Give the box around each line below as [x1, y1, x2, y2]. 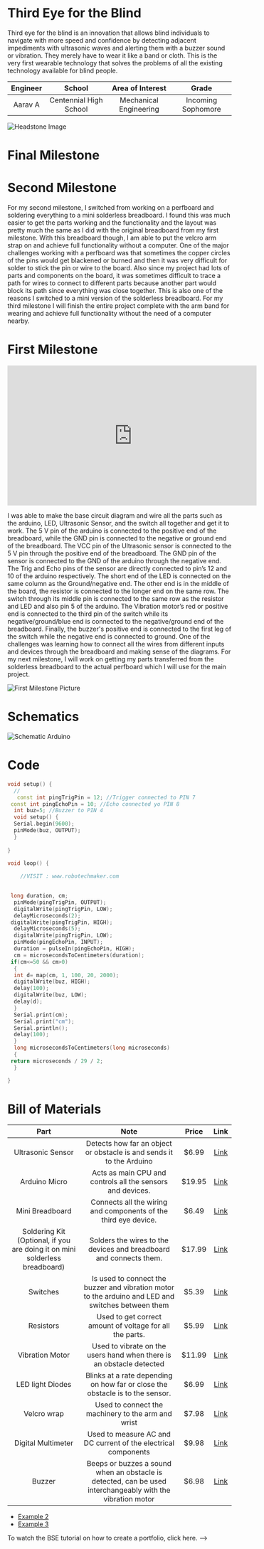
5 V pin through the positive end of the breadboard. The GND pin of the [7, 549, 217, 558]
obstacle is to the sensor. [87, 1388, 171, 1398]
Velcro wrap [23, 1409, 64, 1419]
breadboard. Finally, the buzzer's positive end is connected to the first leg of [7, 624, 232, 633]
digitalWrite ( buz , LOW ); [14, 991, 88, 999]
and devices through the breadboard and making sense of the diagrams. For [7, 647, 231, 656]
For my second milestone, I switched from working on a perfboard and [7, 203, 214, 212]
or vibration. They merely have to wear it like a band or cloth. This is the [7, 51, 218, 60]
